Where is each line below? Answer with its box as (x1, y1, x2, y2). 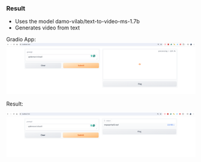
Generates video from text (14, 24, 80, 31)
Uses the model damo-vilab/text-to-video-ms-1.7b (14, 18, 140, 25)
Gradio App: (6, 36, 36, 43)
